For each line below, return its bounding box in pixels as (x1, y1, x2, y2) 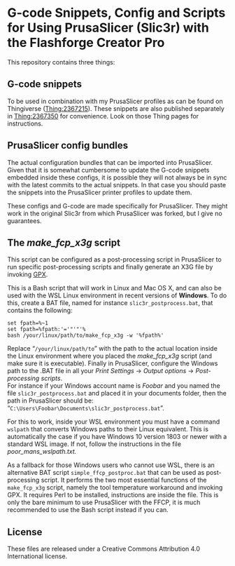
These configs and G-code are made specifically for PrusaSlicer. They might (7, 201, 228, 210)
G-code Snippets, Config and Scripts (7, 5, 226, 21)
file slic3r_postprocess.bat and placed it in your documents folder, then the (7, 389, 227, 398)
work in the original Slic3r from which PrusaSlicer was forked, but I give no (7, 209, 222, 217)
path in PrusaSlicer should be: (7, 396, 94, 405)
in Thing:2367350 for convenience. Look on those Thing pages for (7, 112, 199, 120)
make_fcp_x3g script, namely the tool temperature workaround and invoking (7, 483, 223, 492)
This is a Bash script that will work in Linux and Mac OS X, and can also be (7, 284, 222, 292)
